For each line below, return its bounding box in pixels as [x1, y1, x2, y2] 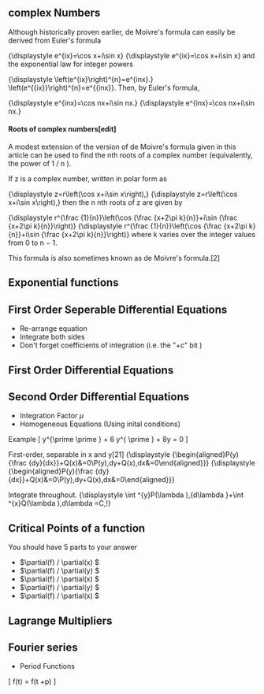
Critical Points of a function [8, 521, 146, 535]
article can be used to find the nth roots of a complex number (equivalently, [8, 150, 254, 160]
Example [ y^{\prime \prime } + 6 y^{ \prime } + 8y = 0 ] [8, 435, 188, 444]
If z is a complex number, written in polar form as [8, 174, 167, 184]
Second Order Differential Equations [8, 390, 190, 403]
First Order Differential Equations [8, 363, 174, 377]
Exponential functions [8, 276, 119, 290]
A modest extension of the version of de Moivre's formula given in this [8, 142, 236, 152]
